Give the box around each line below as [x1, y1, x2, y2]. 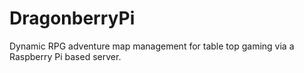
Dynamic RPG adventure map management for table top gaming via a [9, 40, 295, 52]
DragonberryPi [9, 7, 136, 30]
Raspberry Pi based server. [9, 50, 122, 62]
